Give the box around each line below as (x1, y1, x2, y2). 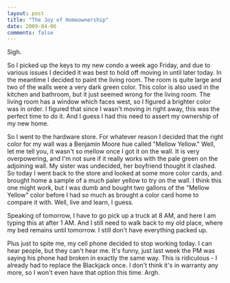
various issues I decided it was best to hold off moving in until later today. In (7, 69, 222, 77)
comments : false (7, 29, 54, 36)
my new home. (7, 119, 49, 127)
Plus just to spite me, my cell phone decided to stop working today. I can (7, 239, 213, 247)
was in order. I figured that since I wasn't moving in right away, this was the (7, 105, 220, 113)
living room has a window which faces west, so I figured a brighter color (7, 97, 211, 106)
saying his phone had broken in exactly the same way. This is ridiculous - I (7, 254, 218, 262)
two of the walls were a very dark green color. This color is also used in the (7, 83, 220, 91)
